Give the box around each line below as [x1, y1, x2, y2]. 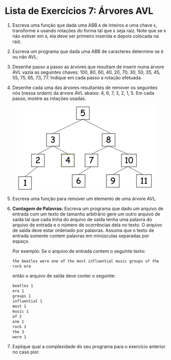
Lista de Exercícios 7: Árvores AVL [5, 5, 154, 17]
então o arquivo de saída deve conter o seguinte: [12, 272, 116, 279]
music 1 [12, 309, 29, 314]
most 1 [12, 304, 27, 309]
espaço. [12, 238, 30, 244]
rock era [12, 264, 31, 269]
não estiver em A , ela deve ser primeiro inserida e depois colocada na [12, 33, 159, 39]
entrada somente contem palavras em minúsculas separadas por [12, 232, 149, 239]
